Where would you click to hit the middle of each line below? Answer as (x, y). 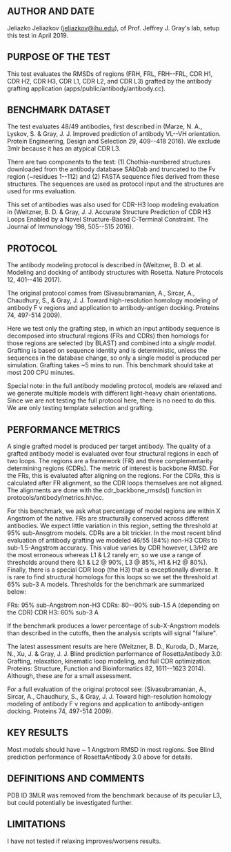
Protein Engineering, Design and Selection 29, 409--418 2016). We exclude (114, 142)
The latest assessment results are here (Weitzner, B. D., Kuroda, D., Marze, (113, 647)
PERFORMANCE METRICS (64, 430)
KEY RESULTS (38, 733)
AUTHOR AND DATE (51, 11)
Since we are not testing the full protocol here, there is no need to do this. (112, 400)
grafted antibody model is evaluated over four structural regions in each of (113, 454)
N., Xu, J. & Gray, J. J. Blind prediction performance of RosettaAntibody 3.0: (115, 654)
